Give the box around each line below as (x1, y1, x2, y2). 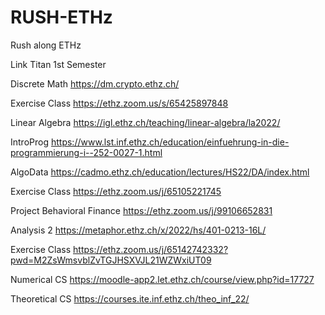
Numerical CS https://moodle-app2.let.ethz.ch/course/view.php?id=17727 (10, 273, 315, 285)
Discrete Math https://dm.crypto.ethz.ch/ (10, 77, 180, 90)
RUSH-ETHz (10, 6, 113, 29)
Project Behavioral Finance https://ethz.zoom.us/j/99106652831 (10, 204, 273, 216)
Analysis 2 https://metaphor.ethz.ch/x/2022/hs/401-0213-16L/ (10, 224, 267, 236)
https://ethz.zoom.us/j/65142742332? (73, 243, 229, 255)
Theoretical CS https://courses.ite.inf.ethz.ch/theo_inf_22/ (10, 292, 250, 305)
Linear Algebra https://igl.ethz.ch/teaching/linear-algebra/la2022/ (10, 116, 281, 128)
